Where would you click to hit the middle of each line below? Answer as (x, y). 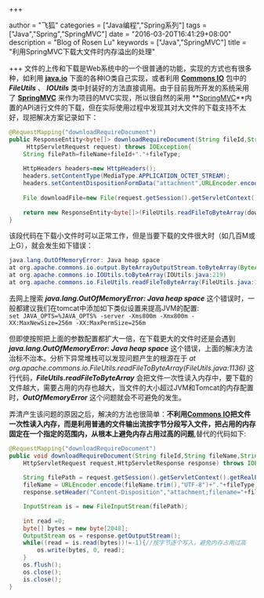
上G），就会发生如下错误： (51, 246)
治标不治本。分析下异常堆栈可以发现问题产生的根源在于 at (103, 358)
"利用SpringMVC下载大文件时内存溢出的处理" (82, 51)
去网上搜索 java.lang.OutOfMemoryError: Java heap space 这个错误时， (128, 298)
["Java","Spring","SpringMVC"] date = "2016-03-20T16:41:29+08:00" (120, 34)
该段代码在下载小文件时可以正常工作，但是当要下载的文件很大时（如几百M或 (132, 235)
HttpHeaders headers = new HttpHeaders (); (90, 169)
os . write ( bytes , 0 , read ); (81, 550)
